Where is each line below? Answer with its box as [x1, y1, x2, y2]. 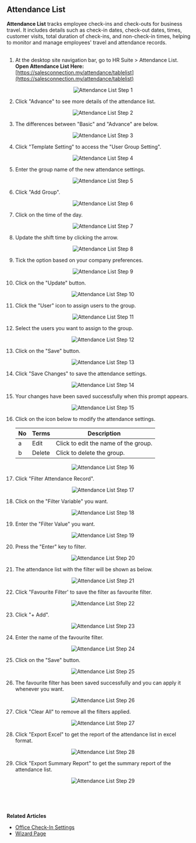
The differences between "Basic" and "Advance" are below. [15, 120, 159, 128]
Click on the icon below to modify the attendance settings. [15, 415, 156, 422]
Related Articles [6, 812, 47, 819]
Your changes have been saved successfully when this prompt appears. [15, 392, 189, 400]
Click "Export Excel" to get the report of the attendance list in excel [15, 731, 177, 738]
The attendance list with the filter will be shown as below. [15, 566, 153, 573]
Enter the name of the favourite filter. [15, 633, 104, 640]
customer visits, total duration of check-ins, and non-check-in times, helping [6, 32, 191, 40]
